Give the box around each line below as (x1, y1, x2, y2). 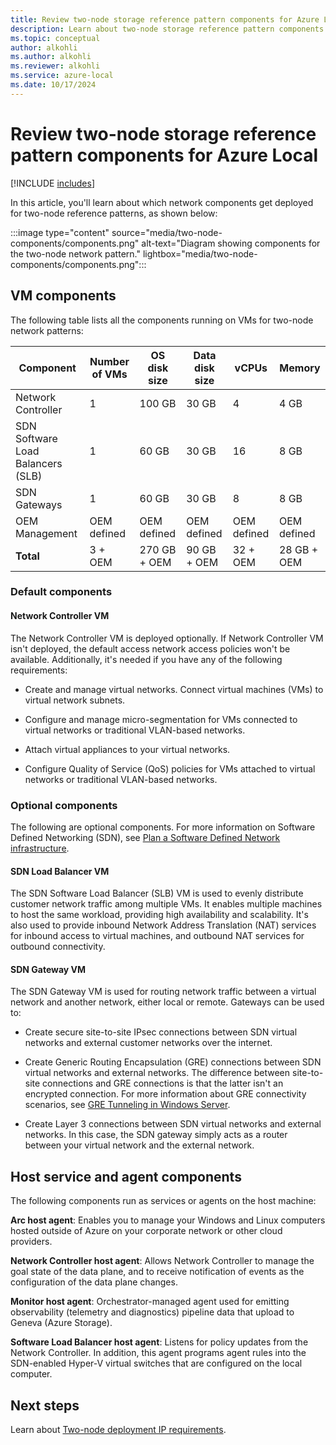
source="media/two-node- (111, 226, 223, 238)
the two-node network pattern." (10, 247, 141, 260)
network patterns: (10, 324, 84, 336)
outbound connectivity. (10, 941, 106, 953)
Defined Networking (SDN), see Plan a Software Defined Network (10, 831, 281, 843)
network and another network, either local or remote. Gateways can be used (10, 996, 325, 1008)
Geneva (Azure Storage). (10, 1317, 113, 1329)
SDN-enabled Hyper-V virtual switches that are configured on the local (10, 1357, 303, 1370)
